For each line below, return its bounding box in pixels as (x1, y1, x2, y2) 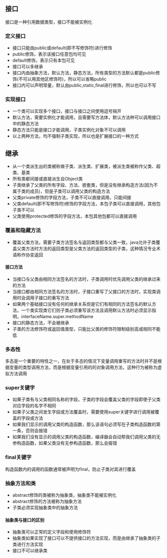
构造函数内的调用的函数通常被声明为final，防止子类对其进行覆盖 (5, 466, 136, 472)
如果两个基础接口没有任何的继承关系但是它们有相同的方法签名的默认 (12, 301, 152, 307)
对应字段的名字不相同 (12, 403, 56, 409)
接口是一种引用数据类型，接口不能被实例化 (5, 19, 92, 25)
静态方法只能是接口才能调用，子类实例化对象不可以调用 (12, 127, 126, 133)
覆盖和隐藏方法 (5, 227, 41, 234)
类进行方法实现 (12, 542, 43, 548)
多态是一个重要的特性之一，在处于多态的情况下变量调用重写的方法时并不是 (5, 358, 158, 364)
